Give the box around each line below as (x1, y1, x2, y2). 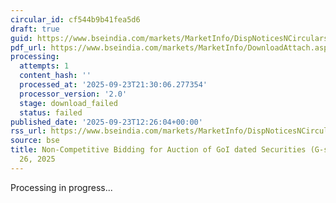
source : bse (10, 136, 60, 146)
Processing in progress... (10, 181, 113, 193)
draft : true (10, 24, 60, 34)
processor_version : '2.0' (19, 89, 128, 99)
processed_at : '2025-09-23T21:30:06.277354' (19, 80, 208, 90)
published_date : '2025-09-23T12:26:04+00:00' (10, 117, 203, 127)
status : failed (19, 107, 83, 118)
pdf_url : (10, 42, 47, 53)
